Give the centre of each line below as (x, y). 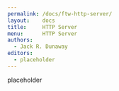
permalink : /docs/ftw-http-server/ (60, 14)
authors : (20, 40)
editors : (20, 54)
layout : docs (31, 20)
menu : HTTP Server (42, 34)
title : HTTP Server (42, 27)
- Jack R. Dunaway (41, 47)
